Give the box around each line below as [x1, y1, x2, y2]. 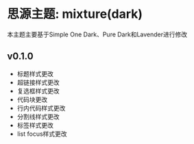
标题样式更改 [16, 69, 53, 77]
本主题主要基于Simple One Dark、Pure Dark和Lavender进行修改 [7, 30, 188, 38]
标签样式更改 [16, 121, 53, 129]
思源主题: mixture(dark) [7, 6, 143, 22]
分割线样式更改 [16, 112, 60, 121]
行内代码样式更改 [16, 104, 66, 112]
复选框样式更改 [16, 86, 60, 95]
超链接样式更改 [16, 78, 60, 86]
